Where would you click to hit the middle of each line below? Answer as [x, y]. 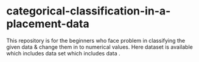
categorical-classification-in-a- [89, 11]
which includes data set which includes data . [63, 53]
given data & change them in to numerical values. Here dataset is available [100, 47]
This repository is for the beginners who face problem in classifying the [96, 40]
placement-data [48, 24]
